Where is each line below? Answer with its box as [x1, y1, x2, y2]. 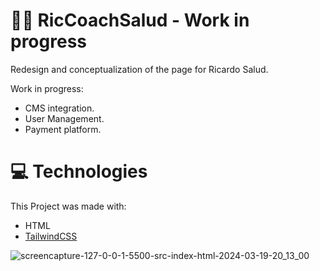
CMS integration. [24, 102, 95, 114]
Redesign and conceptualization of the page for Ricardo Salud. [10, 63, 269, 75]
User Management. [24, 112, 105, 124]
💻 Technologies [10, 160, 148, 183]
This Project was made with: [10, 200, 127, 212]
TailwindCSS [24, 230, 78, 242]
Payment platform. [24, 123, 102, 135]
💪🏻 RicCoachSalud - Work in [10, 9, 250, 32]
